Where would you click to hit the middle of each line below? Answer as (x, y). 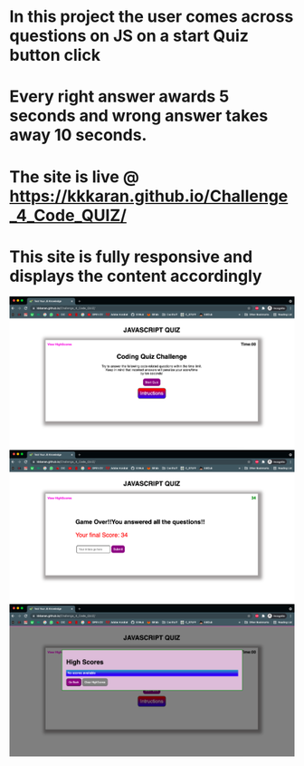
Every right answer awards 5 (119, 97)
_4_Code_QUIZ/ (68, 215)
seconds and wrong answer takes (139, 116)
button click (55, 55)
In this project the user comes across (152, 17)
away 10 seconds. (78, 136)
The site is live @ (75, 176)
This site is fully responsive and (131, 257)
